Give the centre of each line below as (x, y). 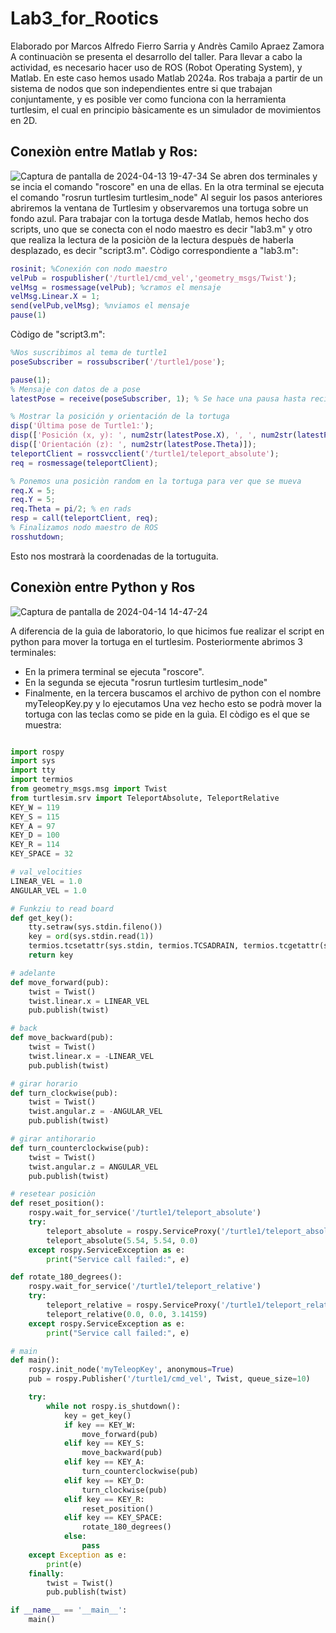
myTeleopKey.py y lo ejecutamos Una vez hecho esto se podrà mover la (173, 703)
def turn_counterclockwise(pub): (80, 1148)
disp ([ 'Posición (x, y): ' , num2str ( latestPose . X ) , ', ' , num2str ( (154, 435)
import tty (33, 770)
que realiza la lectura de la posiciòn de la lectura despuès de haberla (152, 239)
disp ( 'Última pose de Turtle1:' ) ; (82, 426)
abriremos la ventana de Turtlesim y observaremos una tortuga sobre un (159, 208)
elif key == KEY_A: (104, 1462)
